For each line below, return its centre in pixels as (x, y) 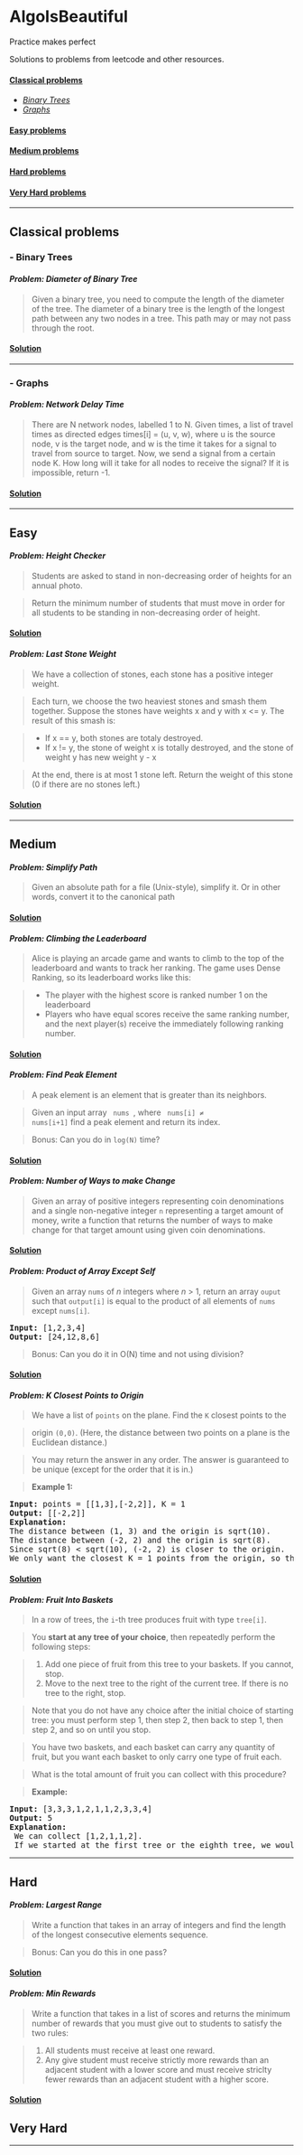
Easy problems (38, 130)
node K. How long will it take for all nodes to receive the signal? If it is (160, 463)
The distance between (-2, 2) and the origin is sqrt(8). (140, 1541)
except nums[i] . (60, 1310)
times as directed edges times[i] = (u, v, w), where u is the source (153, 434)
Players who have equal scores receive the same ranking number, (167, 1015)
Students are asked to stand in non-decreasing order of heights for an (161, 576)
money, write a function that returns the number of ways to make (152, 1220)
